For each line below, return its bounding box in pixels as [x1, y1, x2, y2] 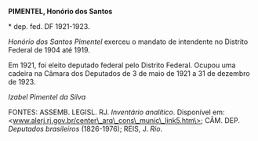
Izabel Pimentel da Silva [8, 92, 86, 101]
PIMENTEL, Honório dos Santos [8, 7, 113, 16]
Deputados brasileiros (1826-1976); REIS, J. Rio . [8, 125, 163, 133]
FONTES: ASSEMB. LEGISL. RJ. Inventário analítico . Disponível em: [8, 107, 225, 117]
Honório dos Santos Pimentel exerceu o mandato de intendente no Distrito [8, 37, 249, 46]
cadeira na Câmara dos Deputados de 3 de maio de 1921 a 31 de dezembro [8, 69, 250, 78]
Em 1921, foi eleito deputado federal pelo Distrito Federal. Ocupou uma [8, 60, 236, 70]
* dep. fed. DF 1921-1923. [8, 22, 90, 31]
